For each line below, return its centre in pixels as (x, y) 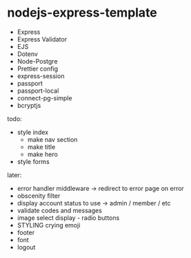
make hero (43, 154)
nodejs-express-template (82, 13)
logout (26, 247)
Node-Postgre (37, 61)
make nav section (52, 139)
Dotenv (27, 54)
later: (14, 175)
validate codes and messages (59, 210)
